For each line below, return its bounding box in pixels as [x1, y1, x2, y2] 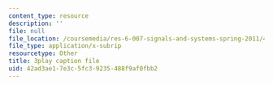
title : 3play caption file [8, 57, 100, 66]
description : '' [8, 19, 63, 28]
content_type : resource [8, 11, 89, 20]
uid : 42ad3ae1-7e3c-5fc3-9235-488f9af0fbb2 [8, 65, 158, 73]
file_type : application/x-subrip [8, 42, 122, 50]
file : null [8, 27, 45, 35]
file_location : [8, 34, 60, 43]
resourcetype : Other [8, 49, 79, 57]
